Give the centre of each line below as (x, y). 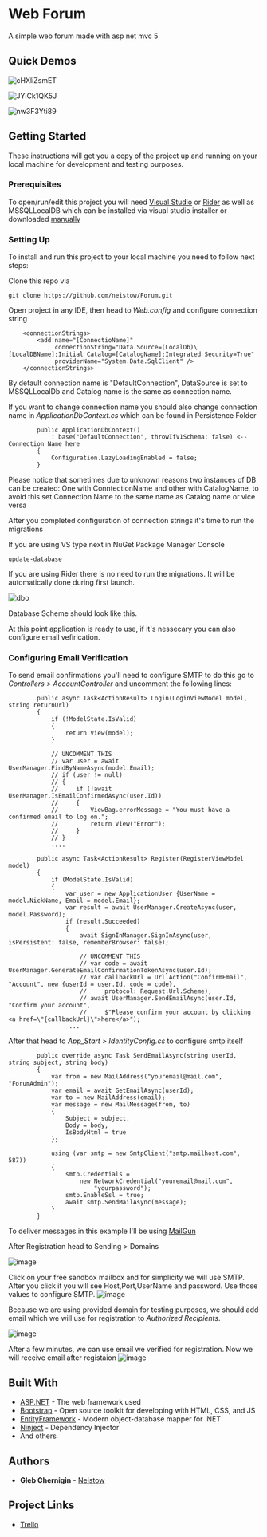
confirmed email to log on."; (59, 817)
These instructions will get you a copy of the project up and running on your (133, 156)
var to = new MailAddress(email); (108, 1098)
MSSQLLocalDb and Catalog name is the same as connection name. (120, 392)
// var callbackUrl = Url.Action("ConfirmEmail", (163, 978)
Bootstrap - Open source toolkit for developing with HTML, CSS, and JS (137, 1411)
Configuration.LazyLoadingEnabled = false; (124, 458)
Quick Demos (43, 61)
